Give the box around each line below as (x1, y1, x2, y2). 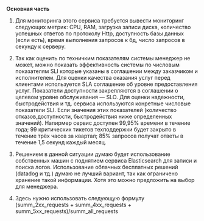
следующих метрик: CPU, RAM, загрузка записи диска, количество (15, 24, 191, 30)
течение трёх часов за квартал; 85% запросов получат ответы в (15, 132, 184, 139)
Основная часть (6, 5, 50, 12)
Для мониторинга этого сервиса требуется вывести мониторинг (15, 17, 185, 24)
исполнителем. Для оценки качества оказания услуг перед (15, 74, 171, 81)
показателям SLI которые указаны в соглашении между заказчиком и (15, 68, 198, 75)
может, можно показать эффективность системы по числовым (15, 61, 180, 68)
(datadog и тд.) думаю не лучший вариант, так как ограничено (15, 170, 178, 177)
